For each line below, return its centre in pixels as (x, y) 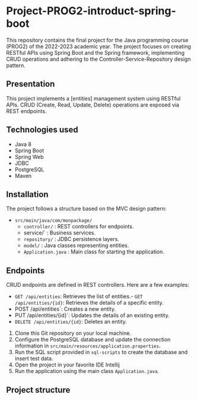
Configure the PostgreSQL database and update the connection (93, 340)
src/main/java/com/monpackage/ (53, 221)
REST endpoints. (26, 111)
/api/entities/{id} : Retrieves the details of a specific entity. (89, 303)
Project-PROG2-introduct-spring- (91, 11)
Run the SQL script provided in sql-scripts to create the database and (101, 352)
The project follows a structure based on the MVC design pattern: (86, 209)
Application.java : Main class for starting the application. (94, 252)
